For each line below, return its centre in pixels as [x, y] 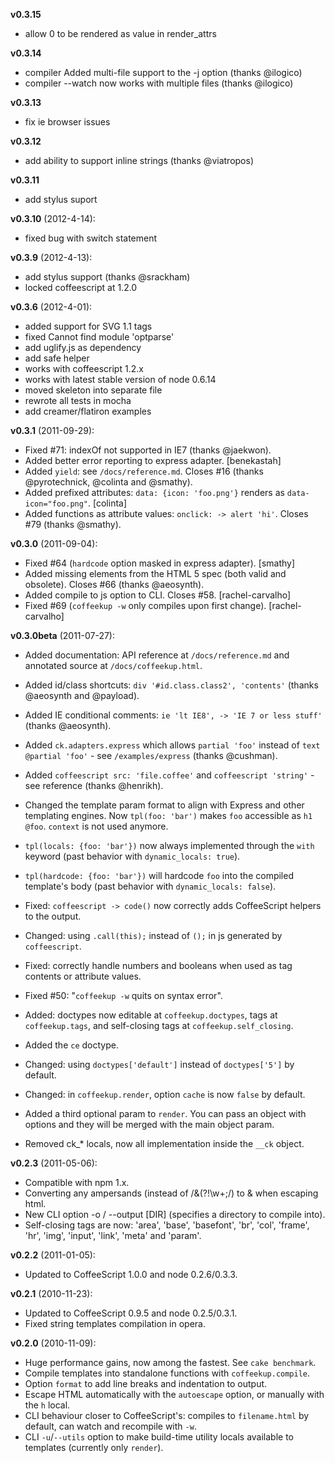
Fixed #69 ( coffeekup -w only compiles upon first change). [145, 605]
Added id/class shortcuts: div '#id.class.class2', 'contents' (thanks [171, 685]
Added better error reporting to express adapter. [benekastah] [153, 460]
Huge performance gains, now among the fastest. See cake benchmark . [170, 1362]
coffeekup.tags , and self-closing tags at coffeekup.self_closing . [159, 1025]
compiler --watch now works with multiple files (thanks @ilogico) [159, 83]
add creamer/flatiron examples [88, 411]
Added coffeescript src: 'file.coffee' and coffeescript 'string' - [169, 775]
